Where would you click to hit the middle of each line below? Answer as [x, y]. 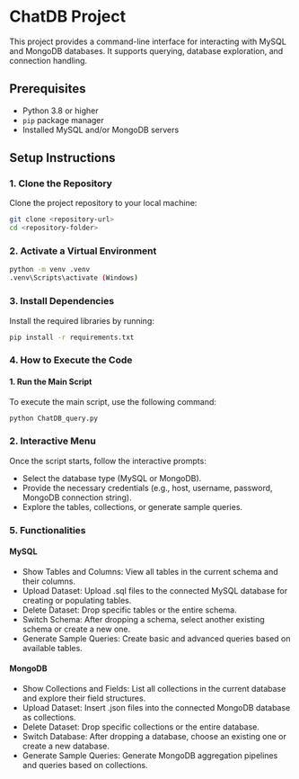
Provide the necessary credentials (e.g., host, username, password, [147, 488]
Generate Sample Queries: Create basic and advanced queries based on [156, 638]
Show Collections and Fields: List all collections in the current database [154, 689]
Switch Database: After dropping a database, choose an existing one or [154, 737]
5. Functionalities [48, 530]
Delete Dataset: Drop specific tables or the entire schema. [129, 610]
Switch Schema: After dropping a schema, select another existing [143, 619]
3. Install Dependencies [62, 301]
